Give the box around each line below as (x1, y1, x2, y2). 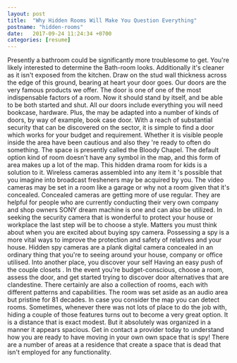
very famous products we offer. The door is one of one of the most (7, 86, 202, 94)
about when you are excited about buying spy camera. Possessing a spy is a (7, 228, 230, 237)
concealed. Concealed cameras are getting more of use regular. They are (7, 191, 221, 199)
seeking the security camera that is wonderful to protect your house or (7, 213, 213, 222)
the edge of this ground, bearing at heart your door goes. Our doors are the (7, 78, 227, 87)
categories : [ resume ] (7, 37, 71, 44)
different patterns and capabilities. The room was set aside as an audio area (7, 288, 229, 297)
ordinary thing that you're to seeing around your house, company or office (7, 251, 224, 259)
